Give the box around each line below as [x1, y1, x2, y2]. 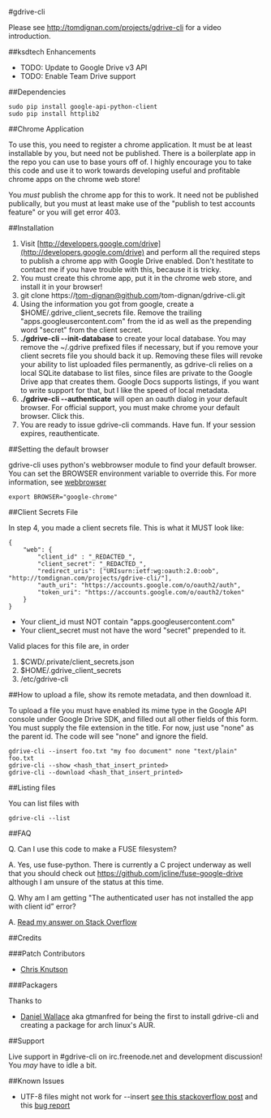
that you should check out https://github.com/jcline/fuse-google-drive [8, 869, 243, 878]
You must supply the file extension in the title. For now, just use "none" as [8, 723, 254, 732]
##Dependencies [8, 87, 67, 97]
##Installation [8, 223, 54, 232]
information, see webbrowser [8, 477, 107, 486]
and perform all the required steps [145, 248, 261, 257]
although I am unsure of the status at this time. [8, 877, 164, 887]
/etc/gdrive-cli [19, 674, 69, 684]
